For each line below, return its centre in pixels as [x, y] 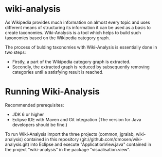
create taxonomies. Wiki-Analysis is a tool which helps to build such [73, 32]
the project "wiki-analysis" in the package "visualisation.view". [68, 149]
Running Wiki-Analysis [52, 92]
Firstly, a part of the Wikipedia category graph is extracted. [71, 62]
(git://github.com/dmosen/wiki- [111, 139]
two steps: [16, 52]
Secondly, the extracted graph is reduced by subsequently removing [81, 67]
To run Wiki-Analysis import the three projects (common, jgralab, [70, 134]
